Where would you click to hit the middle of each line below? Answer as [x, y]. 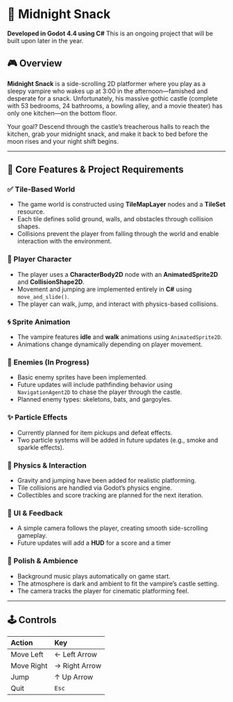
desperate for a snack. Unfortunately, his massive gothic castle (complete [113, 98]
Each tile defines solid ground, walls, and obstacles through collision [115, 219]
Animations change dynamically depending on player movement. [110, 344]
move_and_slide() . [43, 296]
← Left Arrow [76, 655]
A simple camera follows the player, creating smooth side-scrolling [112, 528]
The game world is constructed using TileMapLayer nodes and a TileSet [121, 205]
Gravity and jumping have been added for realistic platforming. [106, 480]
